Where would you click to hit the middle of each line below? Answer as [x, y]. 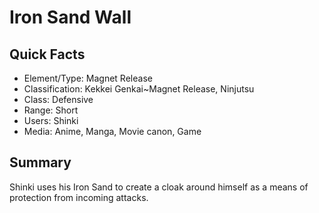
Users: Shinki [51, 120]
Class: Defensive [58, 99]
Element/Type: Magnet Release [88, 78]
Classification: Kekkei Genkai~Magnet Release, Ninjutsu [139, 89]
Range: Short [51, 110]
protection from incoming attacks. [79, 197]
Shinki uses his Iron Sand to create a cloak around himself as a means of [159, 187]
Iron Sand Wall [70, 17]
